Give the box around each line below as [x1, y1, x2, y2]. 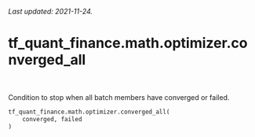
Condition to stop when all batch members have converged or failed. [8, 92, 230, 102]
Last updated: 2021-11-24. [8, 7, 93, 16]
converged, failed [22, 115, 82, 123]
